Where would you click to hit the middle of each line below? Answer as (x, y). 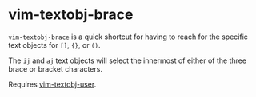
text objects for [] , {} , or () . (54, 45)
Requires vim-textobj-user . (52, 84)
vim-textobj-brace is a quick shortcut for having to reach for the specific (128, 37)
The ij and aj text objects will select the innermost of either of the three (127, 60)
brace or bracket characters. (55, 68)
